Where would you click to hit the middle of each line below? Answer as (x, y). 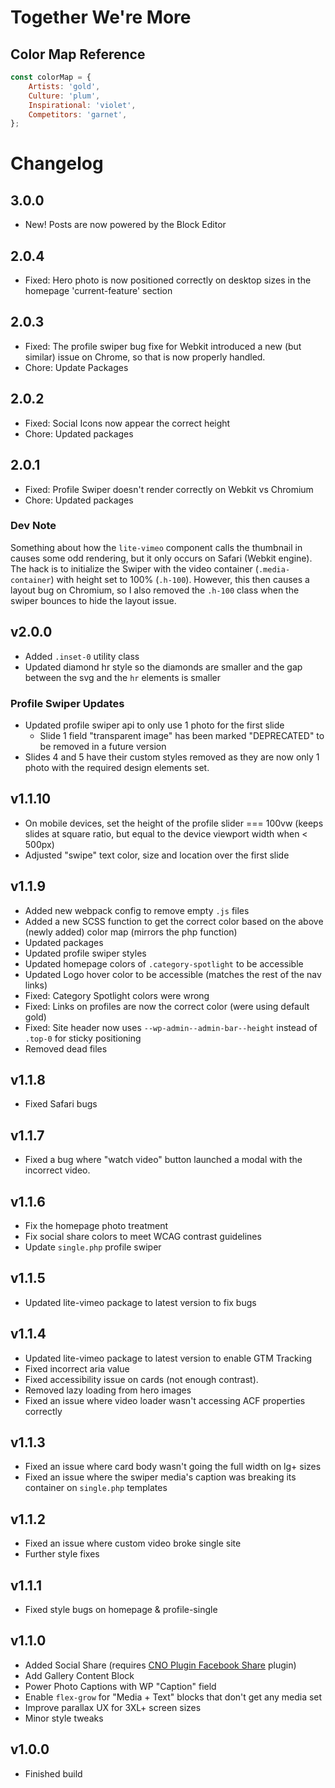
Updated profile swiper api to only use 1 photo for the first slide (154, 725)
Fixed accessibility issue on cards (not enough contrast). (141, 1379)
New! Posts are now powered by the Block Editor (125, 225)
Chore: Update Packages (76, 367)
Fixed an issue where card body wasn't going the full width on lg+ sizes (173, 1467)
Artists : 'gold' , (64, 86)
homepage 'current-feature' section (98, 291)
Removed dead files (66, 1048)
